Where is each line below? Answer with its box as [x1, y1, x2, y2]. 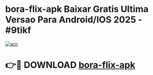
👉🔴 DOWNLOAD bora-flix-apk [5, 60, 135, 71]
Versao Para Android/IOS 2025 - [5, 14, 142, 25]
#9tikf [5, 25, 32, 36]
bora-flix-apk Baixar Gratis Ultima [5, 3, 149, 15]
